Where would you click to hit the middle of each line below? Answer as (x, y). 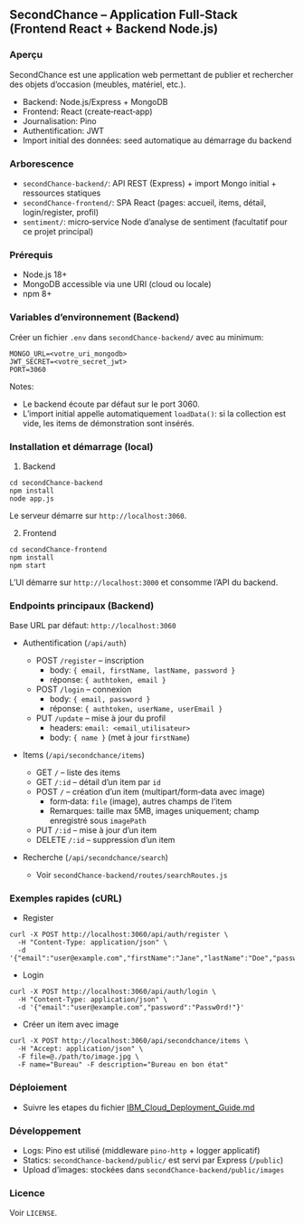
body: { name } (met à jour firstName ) (119, 738)
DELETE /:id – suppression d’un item (105, 840)
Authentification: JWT (63, 130)
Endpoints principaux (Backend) (82, 606)
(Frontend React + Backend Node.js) (114, 29)
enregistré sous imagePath (98, 821)
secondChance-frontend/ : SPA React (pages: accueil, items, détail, (144, 202)
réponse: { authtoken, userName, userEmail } (136, 709)
